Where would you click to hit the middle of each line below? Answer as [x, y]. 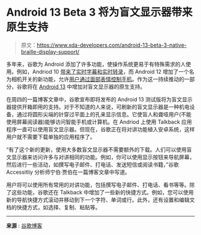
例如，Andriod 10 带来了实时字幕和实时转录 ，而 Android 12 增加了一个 [103, 71]
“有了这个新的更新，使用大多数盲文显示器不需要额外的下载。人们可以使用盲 [99, 149]
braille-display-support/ [50, 52]
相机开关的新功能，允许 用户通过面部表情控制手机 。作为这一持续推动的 [98, 79]
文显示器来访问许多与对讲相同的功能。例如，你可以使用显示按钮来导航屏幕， [100, 157]
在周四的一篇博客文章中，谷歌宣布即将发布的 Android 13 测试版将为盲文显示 [100, 99]
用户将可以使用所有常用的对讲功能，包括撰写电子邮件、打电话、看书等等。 [98, 185]
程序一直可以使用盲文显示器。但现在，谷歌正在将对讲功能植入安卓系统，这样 [100, 129]
